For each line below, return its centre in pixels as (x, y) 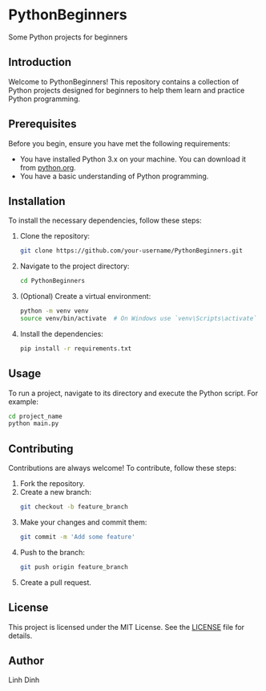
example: (23, 401)
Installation (37, 201)
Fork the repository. (52, 484)
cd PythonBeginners (52, 281)
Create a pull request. (56, 582)
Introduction (40, 62)
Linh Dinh (24, 680)
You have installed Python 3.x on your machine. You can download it (133, 159)
